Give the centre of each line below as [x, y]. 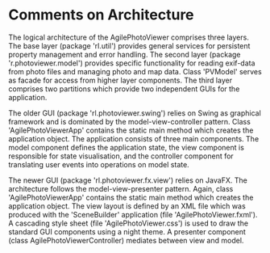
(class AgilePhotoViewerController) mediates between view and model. [126, 240]
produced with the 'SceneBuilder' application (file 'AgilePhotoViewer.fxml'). [133, 214]
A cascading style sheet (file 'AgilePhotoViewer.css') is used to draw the [128, 223]
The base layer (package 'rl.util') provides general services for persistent [129, 45]
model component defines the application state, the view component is [126, 147]
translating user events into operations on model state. [99, 164]
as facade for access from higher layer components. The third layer [120, 80]
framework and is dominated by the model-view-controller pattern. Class [130, 121]
